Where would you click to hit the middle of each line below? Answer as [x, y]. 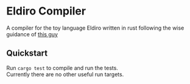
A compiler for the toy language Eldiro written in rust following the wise [95, 28]
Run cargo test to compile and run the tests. [62, 68]
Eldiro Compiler [46, 11]
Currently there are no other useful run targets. [65, 74]
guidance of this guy [32, 34]
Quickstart [27, 53]
